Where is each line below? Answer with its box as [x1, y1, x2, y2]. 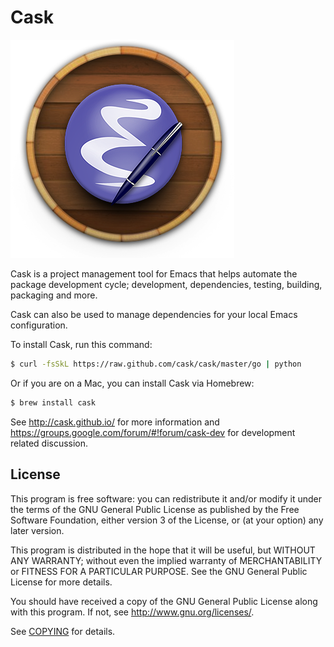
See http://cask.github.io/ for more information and [10, 416, 220, 428]
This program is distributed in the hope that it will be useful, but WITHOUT [10, 544, 316, 556]
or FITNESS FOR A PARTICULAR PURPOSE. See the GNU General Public [10, 565, 308, 577]
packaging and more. [10, 289, 98, 301]
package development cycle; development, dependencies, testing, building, [10, 278, 323, 290]
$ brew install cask [10, 397, 97, 408]
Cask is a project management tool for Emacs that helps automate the [10, 267, 298, 280]
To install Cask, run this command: [10, 338, 153, 350]
